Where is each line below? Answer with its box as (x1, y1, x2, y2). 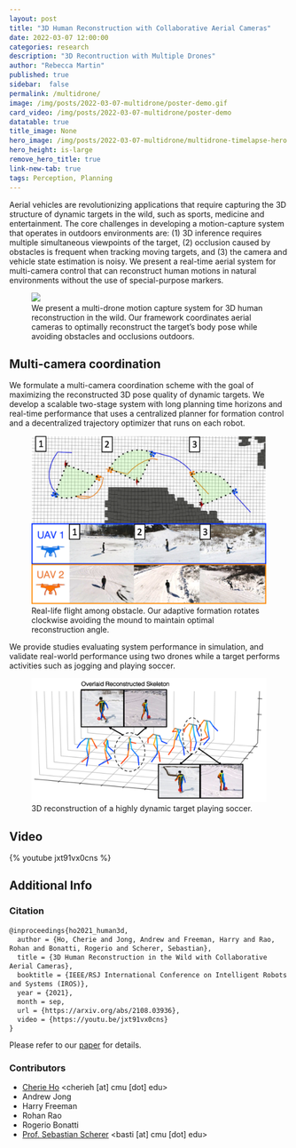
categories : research (9, 43, 90, 52)
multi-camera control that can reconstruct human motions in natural (9, 265, 257, 275)
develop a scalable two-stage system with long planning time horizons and (9, 399, 283, 410)
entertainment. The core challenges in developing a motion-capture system (9, 218, 285, 228)
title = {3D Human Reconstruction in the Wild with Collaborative (17, 953, 268, 961)
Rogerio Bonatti (21, 1120, 80, 1130)
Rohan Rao (21, 1111, 62, 1120)
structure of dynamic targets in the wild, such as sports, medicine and (9, 209, 265, 219)
